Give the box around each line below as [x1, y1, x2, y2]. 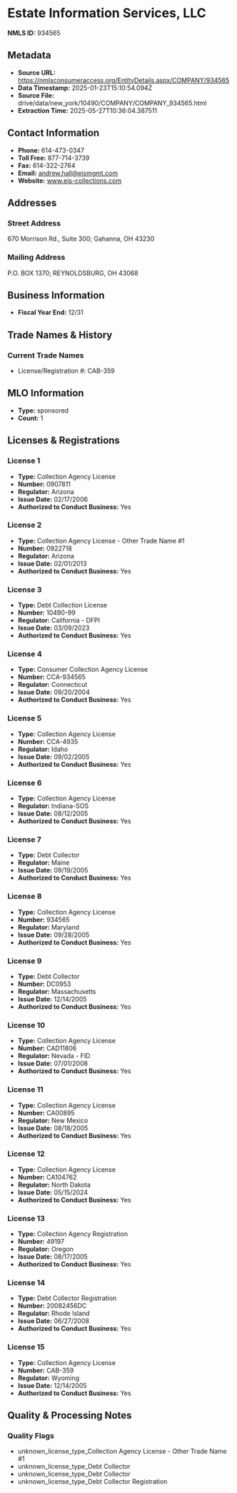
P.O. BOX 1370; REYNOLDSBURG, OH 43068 [7, 268, 138, 277]
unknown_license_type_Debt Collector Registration [17, 1477, 168, 1486]
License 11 [7, 1085, 44, 1095]
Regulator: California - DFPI [17, 616, 100, 625]
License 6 [7, 778, 42, 788]
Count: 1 [17, 413, 44, 422]
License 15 [7, 1342, 45, 1352]
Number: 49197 [17, 1237, 65, 1246]
